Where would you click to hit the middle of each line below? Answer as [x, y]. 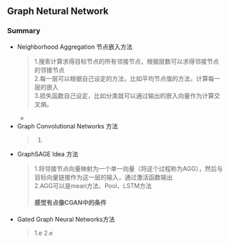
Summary [24, 31]
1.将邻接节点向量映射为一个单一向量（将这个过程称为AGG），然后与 [128, 168]
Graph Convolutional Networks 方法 [67, 126]
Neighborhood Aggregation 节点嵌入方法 [74, 47]
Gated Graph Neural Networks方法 [66, 219]
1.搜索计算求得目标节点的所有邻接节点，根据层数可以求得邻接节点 [127, 61]
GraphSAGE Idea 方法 [48, 154]
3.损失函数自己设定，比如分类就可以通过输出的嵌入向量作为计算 [124, 95]
